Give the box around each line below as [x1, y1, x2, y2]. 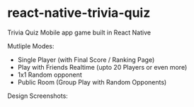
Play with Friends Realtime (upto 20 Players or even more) [17, 63, 188, 71]
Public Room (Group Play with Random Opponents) [17, 77, 167, 86]
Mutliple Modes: [7, 42, 55, 50]
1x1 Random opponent [17, 70, 83, 79]
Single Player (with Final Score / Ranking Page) [17, 55, 155, 64]
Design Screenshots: [7, 92, 69, 100]
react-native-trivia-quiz [7, 5, 151, 21]
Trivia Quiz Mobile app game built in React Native [7, 28, 151, 37]
